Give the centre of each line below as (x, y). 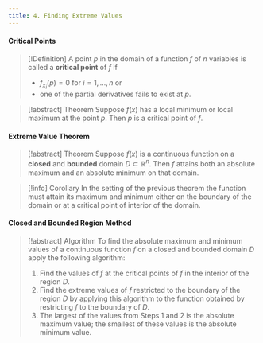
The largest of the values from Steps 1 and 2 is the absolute (137, 316)
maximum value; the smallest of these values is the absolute (138, 324)
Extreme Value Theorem (49, 136)
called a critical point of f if (72, 67)
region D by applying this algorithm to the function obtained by (142, 298)
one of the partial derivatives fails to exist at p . (115, 94)
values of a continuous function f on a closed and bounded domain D (141, 249)
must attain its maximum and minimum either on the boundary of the (139, 197)
